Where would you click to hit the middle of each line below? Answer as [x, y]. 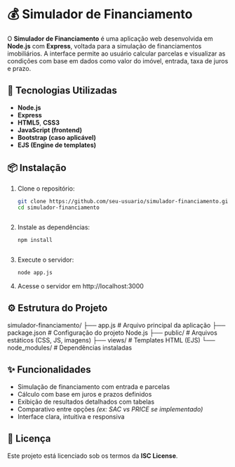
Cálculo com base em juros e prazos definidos [85, 394]
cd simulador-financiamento [58, 208]
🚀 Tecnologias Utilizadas [62, 90]
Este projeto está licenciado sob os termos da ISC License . [93, 456]
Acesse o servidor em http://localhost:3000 [80, 286]
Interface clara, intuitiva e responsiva [71, 416]
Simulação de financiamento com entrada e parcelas [94, 386]
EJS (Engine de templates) [57, 145]
